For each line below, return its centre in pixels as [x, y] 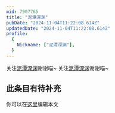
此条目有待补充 [34, 89]
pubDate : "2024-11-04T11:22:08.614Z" [53, 23]
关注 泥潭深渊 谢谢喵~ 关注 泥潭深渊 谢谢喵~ [57, 68]
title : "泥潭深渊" [27, 17]
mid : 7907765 [22, 12]
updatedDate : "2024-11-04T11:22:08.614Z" [58, 28]
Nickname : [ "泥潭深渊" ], [46, 45]
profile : [17, 34]
